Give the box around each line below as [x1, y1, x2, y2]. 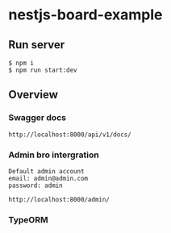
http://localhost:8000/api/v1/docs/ [8, 131, 131, 139]
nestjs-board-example [8, 6, 163, 24]
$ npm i [8, 59, 35, 67]
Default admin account [8, 167, 85, 175]
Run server [8, 38, 65, 52]
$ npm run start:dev [8, 66, 78, 74]
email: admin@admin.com [8, 174, 89, 182]
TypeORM [8, 214, 48, 225]
